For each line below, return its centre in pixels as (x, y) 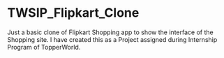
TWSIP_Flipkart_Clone (73, 13)
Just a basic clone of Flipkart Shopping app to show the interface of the (111, 32)
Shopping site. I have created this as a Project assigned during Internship (112, 39)
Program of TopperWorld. (44, 47)
